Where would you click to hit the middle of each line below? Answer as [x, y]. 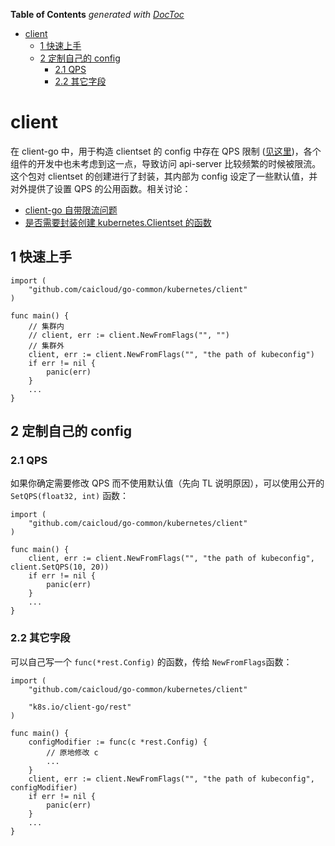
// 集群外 [46, 345]
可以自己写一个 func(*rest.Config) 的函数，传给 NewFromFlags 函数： [151, 661]
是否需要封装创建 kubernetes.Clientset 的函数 [118, 222]
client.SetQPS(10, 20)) [60, 567]
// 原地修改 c [72, 752]
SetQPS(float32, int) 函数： [70, 496]
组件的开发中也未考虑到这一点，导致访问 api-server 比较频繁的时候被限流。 [166, 163]
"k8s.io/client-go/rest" [80, 707]
